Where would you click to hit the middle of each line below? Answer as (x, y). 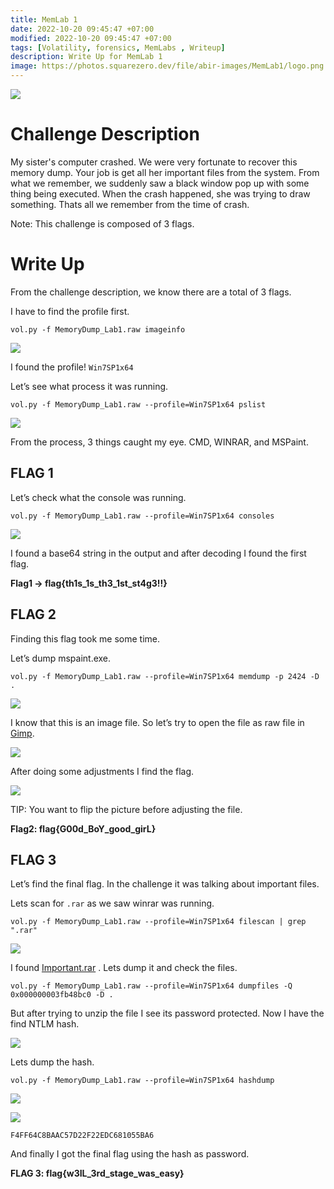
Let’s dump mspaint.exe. (61, 658)
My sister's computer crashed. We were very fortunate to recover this (154, 162)
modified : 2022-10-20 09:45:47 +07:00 (91, 38)
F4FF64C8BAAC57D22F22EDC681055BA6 (82, 1136)
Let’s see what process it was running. (89, 386)
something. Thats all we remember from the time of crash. (130, 204)
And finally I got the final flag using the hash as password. (130, 1154)
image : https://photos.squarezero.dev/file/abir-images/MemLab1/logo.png (167, 66)
